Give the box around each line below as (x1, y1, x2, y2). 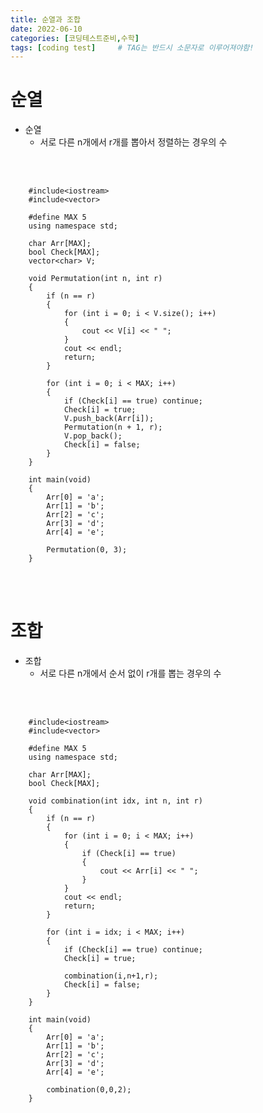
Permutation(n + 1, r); (63, 422, 163, 433)
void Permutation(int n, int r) (28, 274, 163, 284)
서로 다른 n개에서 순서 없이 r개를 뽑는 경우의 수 (39, 667, 222, 680)
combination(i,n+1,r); (63, 971, 159, 981)
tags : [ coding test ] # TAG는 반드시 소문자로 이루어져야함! (10, 42, 255, 53)
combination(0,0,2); (46, 1085, 132, 1095)
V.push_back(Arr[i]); (63, 414, 155, 424)
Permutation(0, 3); (46, 545, 128, 555)
